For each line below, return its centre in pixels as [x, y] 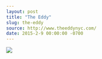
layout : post [22, 12]
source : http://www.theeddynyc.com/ [51, 28]
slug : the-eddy [25, 22]
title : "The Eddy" [29, 17]
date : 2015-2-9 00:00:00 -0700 [45, 34]
